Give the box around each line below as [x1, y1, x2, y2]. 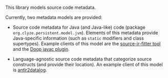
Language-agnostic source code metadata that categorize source [12, 56, 152, 62]
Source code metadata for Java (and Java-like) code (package [12, 24, 145, 30]
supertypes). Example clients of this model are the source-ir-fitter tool [12, 41, 161, 47]
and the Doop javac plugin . [12, 46, 70, 52]
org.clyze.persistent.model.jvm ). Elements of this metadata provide [12, 30, 158, 35]
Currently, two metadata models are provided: [5, 14, 102, 20]
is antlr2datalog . [12, 67, 47, 73]
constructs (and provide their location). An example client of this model [12, 62, 163, 67]
